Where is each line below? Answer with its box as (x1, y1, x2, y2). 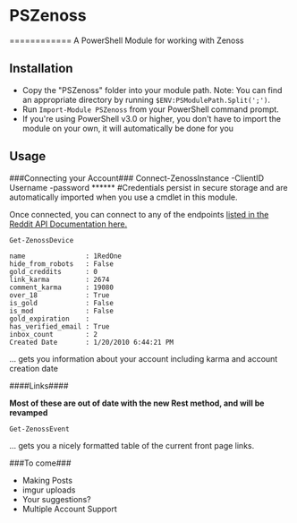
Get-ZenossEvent (9, 424, 70, 433)
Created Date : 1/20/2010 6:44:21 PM (9, 338, 174, 347)
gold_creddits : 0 (9, 267, 98, 276)
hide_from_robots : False (9, 259, 115, 269)
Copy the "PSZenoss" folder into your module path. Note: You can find (21, 84, 283, 95)
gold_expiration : (9, 314, 90, 323)
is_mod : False (9, 306, 115, 315)
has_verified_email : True (9, 322, 110, 331)
